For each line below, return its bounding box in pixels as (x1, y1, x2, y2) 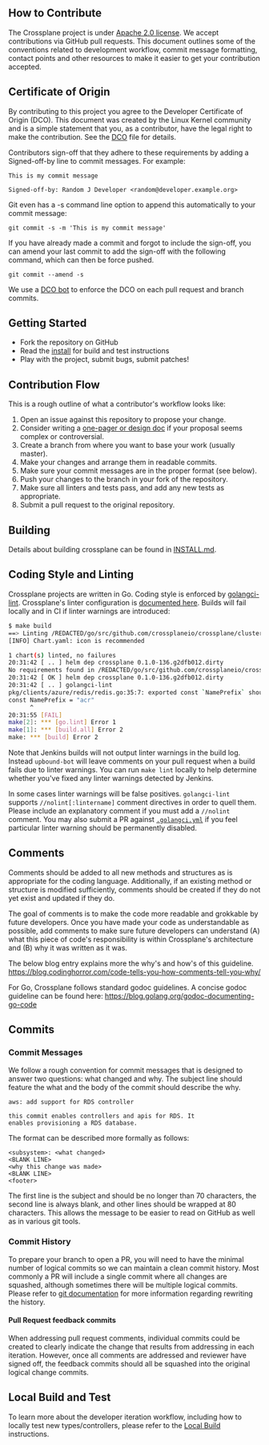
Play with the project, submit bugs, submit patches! (19, 355, 190, 364)
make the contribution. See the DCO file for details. (8, 132, 177, 141)
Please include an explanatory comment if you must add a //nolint (8, 806, 231, 816)
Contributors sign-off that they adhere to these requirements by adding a (8, 148, 250, 157)
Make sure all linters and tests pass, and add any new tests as (19, 483, 225, 493)
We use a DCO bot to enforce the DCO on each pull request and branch (8, 284, 244, 294)
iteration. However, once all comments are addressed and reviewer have (8, 1350, 247, 1360)
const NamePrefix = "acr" (8, 696, 94, 704)
